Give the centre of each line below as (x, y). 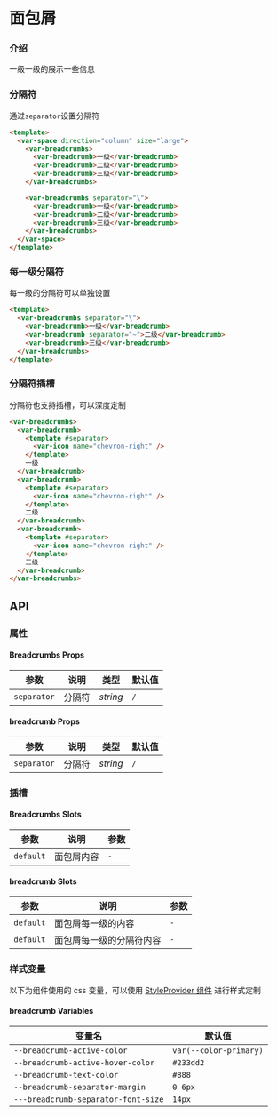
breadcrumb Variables (51, 1011)
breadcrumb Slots (43, 881)
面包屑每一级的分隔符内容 (108, 940)
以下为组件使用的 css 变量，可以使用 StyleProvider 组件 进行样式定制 (135, 990)
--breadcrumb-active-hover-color (84, 1062)
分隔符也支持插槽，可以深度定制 (67, 404)
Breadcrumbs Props (47, 655)
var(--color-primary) (218, 1050)
